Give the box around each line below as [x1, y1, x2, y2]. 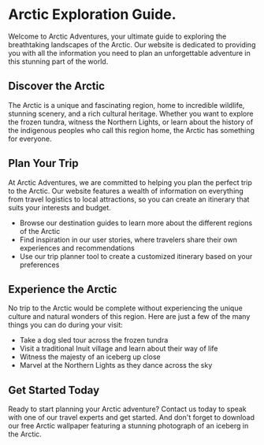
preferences [19, 260, 60, 269]
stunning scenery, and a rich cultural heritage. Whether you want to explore [8, 109, 254, 118]
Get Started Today [8, 384, 100, 397]
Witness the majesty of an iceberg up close [19, 352, 161, 362]
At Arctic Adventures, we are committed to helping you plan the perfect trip [8, 177, 252, 187]
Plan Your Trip [8, 157, 79, 170]
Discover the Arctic [8, 80, 105, 93]
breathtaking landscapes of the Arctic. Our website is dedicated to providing [8, 39, 256, 49]
